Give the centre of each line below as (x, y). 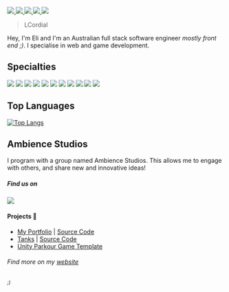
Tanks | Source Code (47, 239)
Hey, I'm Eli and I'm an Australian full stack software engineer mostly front (112, 38)
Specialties (32, 67)
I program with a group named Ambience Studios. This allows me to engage (115, 161)
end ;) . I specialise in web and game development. (78, 45)
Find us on (22, 184)
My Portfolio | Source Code (56, 232)
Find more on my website (43, 262)
